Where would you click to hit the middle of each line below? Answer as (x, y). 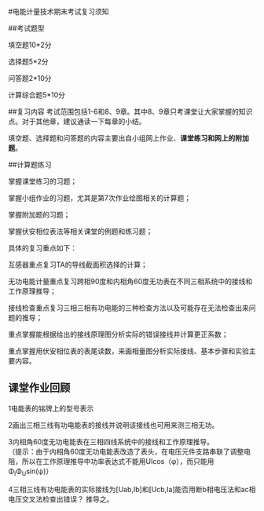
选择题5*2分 (28, 62)
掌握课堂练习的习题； (42, 181)
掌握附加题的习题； (39, 215)
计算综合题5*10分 (37, 95)
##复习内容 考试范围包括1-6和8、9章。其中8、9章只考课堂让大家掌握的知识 (130, 111)
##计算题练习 (30, 164)
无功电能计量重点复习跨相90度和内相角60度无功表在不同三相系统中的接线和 (130, 281)
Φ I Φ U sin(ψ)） (31, 472)
